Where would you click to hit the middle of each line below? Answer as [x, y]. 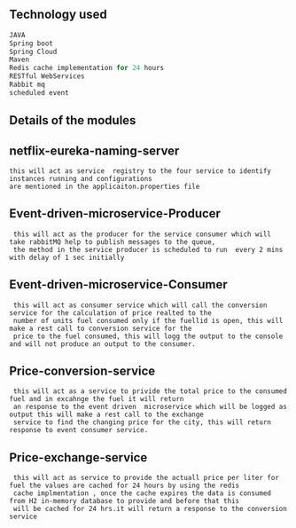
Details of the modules [73, 120]
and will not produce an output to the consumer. [103, 344]
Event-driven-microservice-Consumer [118, 284]
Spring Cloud [33, 51]
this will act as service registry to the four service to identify [140, 171]
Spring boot [31, 43]
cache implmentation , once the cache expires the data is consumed [142, 493]
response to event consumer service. [79, 430]
